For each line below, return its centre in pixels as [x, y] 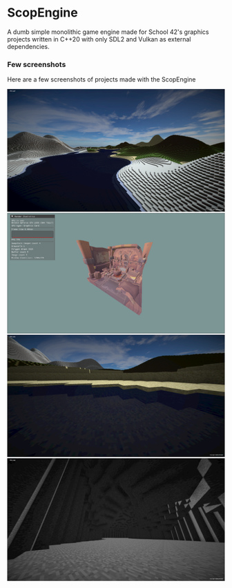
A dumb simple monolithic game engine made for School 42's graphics [108, 32]
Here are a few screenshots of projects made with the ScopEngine [101, 79]
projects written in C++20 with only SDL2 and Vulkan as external [99, 39]
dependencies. [28, 46]
